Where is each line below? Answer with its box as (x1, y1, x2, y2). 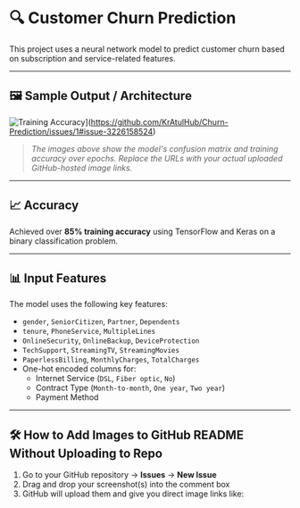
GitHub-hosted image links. (30, 162, 133, 173)
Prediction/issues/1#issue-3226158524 (9, 126, 154, 137)
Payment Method (35, 392, 99, 403)
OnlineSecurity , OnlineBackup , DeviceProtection (21, 335, 200, 346)
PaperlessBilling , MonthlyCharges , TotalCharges (21, 354, 200, 365)
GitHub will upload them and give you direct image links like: (21, 488, 245, 499)
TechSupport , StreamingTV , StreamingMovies (21, 345, 180, 355)
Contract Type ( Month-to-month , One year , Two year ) (35, 382, 226, 394)
